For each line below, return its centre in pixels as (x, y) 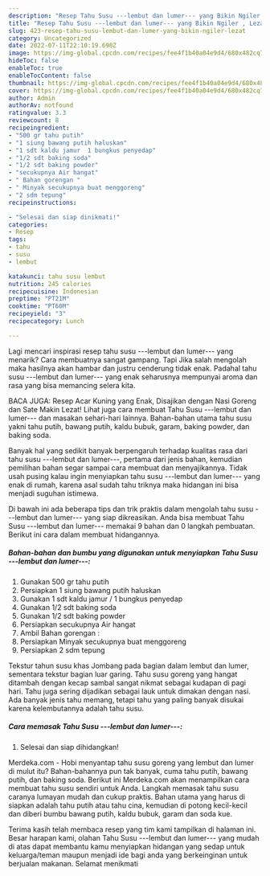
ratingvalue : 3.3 (37, 113)
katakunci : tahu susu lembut (57, 276)
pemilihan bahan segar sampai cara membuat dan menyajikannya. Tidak (128, 468)
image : (19, 53)
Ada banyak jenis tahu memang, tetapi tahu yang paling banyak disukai (126, 699)
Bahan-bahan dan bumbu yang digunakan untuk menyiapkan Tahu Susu (133, 553)
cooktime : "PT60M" (39, 306)
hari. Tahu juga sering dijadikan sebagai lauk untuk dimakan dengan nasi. (129, 691)
